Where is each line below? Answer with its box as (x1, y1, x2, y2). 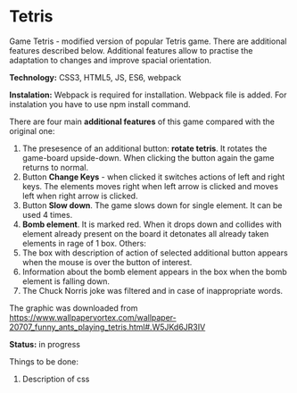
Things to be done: (9, 355, 78, 367)
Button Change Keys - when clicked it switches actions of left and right (21, 171, 285, 182)
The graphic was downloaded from (9, 302, 138, 314)
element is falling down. (21, 275, 110, 287)
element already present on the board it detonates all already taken (21, 228, 269, 238)
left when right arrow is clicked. (21, 190, 138, 201)
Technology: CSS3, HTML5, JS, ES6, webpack (9, 71, 182, 82)
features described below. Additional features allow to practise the (9, 45, 253, 55)
